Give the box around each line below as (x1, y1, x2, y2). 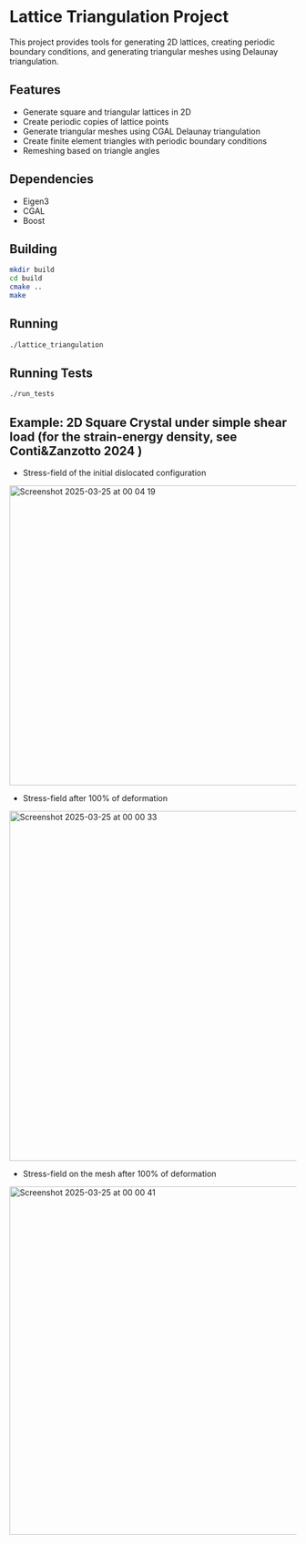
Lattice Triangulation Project (9, 6, 229, 27)
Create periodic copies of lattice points (22, 116, 169, 127)
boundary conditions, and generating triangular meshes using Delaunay (9, 46, 279, 56)
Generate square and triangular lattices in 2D (22, 107, 191, 117)
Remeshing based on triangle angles (22, 145, 160, 156)
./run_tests (9, 390, 55, 399)
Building (9, 241, 57, 257)
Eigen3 (22, 196, 50, 207)
